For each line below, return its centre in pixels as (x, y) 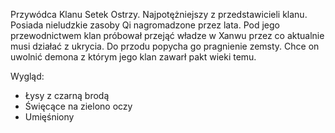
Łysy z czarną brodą (67, 95)
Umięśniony (49, 117)
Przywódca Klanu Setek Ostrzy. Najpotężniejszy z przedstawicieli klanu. (159, 14)
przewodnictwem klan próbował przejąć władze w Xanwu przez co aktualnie (167, 35)
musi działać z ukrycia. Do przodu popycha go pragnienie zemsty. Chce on (165, 46)
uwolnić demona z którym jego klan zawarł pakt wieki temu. (133, 57)
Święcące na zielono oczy (78, 106)
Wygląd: (27, 76)
